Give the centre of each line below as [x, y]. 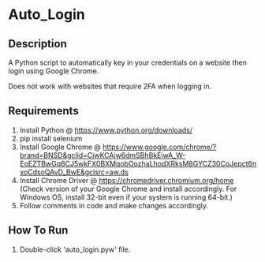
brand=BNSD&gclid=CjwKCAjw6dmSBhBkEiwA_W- [103, 155]
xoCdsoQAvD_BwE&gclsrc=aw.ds [74, 172]
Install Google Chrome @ [60, 147]
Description [37, 44]
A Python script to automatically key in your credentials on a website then [127, 62]
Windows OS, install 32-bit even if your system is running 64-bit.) [126, 197]
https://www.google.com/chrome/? [159, 147]
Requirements [43, 111]
